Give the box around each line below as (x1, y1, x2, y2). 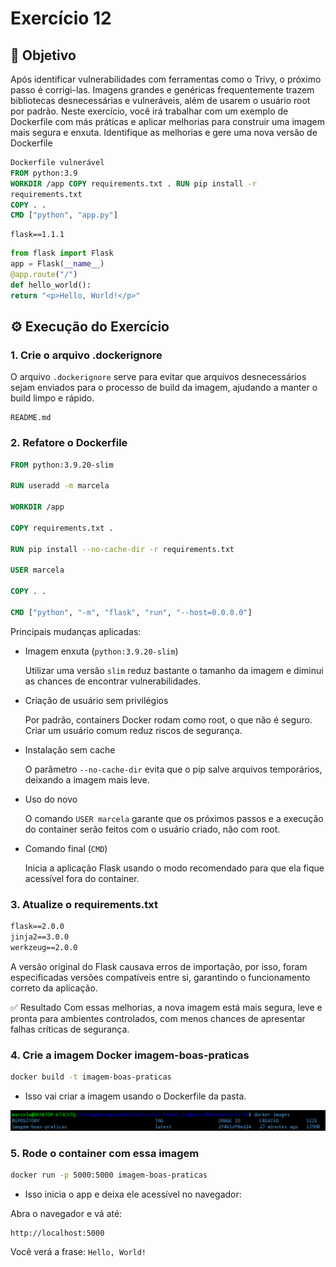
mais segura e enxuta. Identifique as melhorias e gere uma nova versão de (10, 127, 318, 138)
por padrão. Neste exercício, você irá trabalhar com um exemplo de (10, 105, 289, 117)
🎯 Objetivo (10, 47, 77, 64)
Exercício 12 (10, 7, 112, 30)
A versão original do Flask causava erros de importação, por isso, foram (10, 960, 308, 972)
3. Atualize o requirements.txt (10, 897, 158, 911)
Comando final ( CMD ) (24, 842, 108, 854)
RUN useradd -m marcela (10, 481, 110, 491)
